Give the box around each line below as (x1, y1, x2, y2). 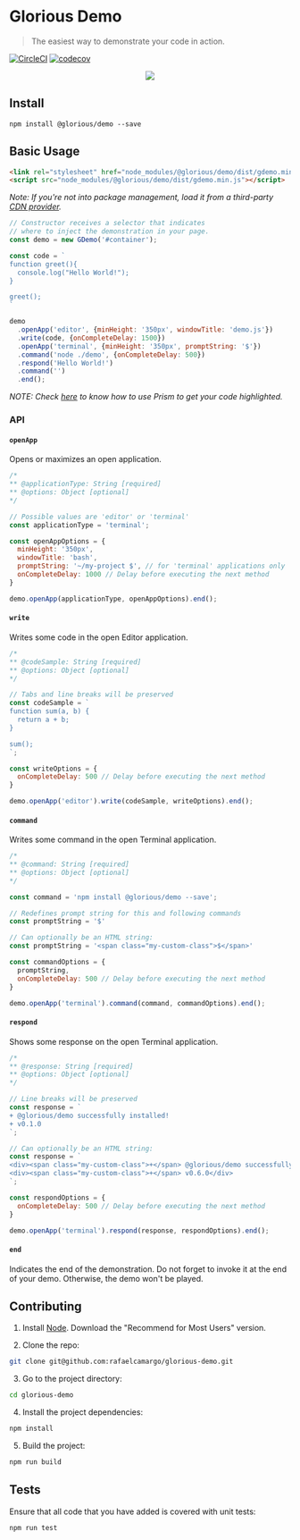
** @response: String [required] (9, 1062, 134, 1071)
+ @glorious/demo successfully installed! (9, 1111, 170, 1120)
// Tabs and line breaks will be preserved (9, 690, 174, 699)
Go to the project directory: (21, 1374, 122, 1384)
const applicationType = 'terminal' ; (9, 520, 150, 529)
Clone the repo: (21, 1340, 80, 1351)
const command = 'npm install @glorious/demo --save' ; (9, 892, 218, 902)
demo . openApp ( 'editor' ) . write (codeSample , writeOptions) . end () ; (9, 797, 254, 806)
